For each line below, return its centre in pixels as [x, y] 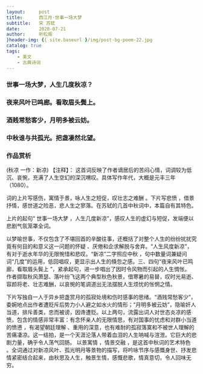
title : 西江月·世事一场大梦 [44, 18]
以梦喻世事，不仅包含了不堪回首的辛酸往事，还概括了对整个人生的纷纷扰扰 [99, 239]
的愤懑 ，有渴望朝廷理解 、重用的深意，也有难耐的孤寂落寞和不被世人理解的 [100, 327]
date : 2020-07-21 [36, 29]
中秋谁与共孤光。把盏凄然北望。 [53, 138]
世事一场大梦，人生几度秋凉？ [50, 85]
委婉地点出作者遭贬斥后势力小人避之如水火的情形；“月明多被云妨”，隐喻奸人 [101, 305]
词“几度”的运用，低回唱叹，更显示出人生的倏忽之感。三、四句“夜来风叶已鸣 [100, 261]
